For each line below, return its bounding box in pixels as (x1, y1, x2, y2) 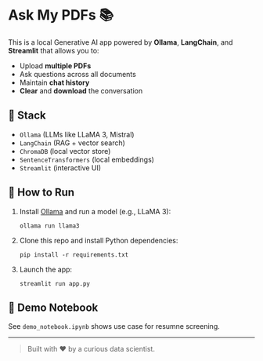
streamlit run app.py (19, 279, 90, 287)
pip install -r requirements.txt (19, 250, 129, 259)
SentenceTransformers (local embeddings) (19, 155, 155, 164)
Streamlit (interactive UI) (19, 162, 102, 173)
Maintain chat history (19, 78, 90, 87)
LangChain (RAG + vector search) (19, 138, 125, 148)
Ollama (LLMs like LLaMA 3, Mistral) (19, 129, 135, 139)
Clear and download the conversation (19, 86, 143, 95)
